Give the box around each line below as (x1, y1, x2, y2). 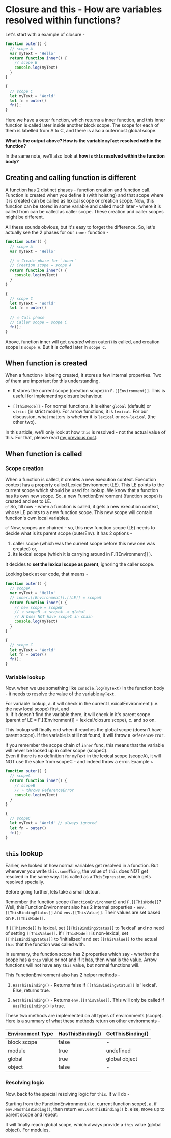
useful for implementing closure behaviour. (12, 393, 103, 399)
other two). (12, 419, 36, 426)
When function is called (5, 449, 82, 458)
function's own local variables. (5, 515, 70, 521)
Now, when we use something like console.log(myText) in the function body (5, 685, 165, 691)
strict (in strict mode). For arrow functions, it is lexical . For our (12, 408, 148, 415)
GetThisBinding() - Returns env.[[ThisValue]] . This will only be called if (12, 997, 164, 1003)
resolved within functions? (5, 14, 121, 26)
